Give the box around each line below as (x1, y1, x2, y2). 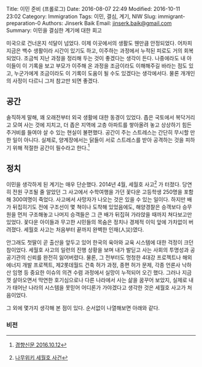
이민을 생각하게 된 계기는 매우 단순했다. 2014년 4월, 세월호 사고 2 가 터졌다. (6, 180, 182, 188)
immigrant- (158, 13, 185, 20)
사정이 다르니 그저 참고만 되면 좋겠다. (12, 77, 99, 84)
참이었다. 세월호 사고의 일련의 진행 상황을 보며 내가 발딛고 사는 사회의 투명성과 (6, 246, 189, 253)
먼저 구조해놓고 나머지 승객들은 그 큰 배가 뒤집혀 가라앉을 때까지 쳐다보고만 (17, 210, 192, 218)
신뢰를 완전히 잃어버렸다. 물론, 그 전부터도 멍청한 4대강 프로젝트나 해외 (26, 254, 192, 261)
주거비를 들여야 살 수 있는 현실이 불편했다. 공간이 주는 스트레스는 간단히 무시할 (6, 128, 189, 136)
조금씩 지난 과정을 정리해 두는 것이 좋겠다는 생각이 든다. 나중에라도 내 (23, 55, 186, 61)
